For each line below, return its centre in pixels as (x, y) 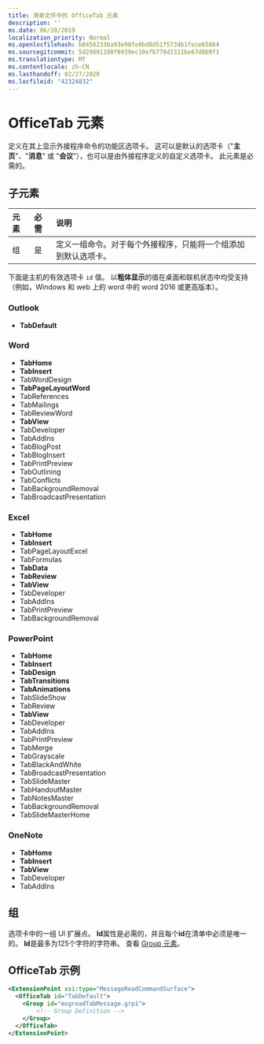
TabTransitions (44, 681)
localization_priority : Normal (59, 37)
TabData (34, 568)
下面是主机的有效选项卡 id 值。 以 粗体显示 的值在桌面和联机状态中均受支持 (128, 278)
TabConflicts (40, 480)
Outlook (24, 308)
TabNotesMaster (46, 798)
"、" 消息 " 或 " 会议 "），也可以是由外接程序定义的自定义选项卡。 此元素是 (131, 156)
